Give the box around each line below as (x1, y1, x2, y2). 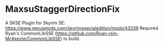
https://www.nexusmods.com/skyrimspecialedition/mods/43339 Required (5, 25, 158, 31)
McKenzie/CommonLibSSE (5, 36, 61, 42)
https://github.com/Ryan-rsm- (56, 30, 119, 36)
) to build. (60, 36, 80, 42)
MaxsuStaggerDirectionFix (5, 3, 120, 15)
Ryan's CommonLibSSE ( (5, 30, 57, 36)
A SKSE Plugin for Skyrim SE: (5, 20, 66, 26)
